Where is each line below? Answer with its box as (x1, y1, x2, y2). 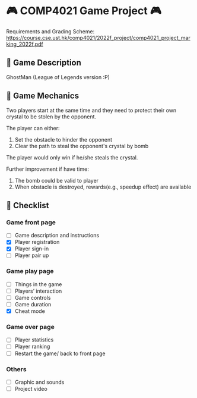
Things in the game (14, 280, 62, 288)
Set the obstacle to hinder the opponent (14, 136, 113, 143)
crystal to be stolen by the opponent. (6, 113, 97, 120)
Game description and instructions (14, 232, 100, 239)
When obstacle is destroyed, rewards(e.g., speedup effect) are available (14, 183, 192, 190)
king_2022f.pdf (6, 40, 43, 48)
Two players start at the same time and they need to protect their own (6, 106, 177, 114)
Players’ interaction (14, 287, 62, 294)
